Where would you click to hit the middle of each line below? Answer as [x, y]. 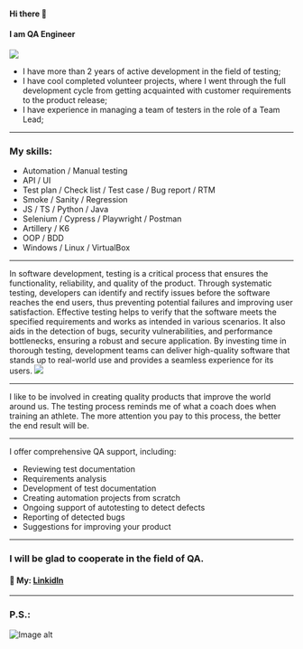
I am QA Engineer [42, 34]
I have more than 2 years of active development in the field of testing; [151, 71]
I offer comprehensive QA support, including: [93, 452]
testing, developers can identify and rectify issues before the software [140, 293]
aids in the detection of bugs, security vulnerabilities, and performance [141, 332]
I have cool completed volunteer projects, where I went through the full [154, 80]
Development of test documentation [89, 488]
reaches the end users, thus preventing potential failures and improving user [151, 303]
